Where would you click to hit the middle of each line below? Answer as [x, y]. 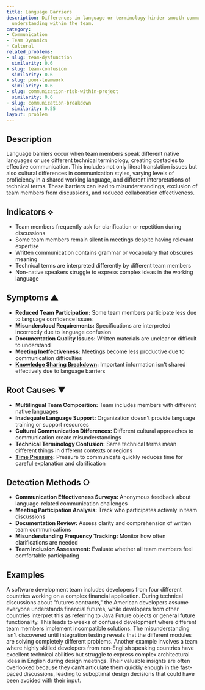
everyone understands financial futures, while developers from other [93, 609]
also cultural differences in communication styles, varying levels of [90, 173]
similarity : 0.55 [34, 108]
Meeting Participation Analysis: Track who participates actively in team [106, 510]
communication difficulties [49, 358]
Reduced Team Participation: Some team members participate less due [106, 312]
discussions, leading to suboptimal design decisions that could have [109, 674]
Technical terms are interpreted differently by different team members [103, 266]
